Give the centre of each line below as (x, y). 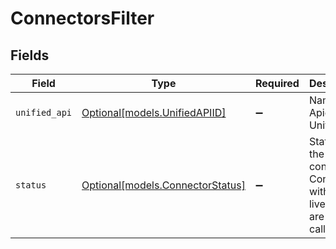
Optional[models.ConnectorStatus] (163, 185)
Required (277, 83)
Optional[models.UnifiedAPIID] (154, 112)
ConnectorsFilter (82, 18)
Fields (30, 55)
